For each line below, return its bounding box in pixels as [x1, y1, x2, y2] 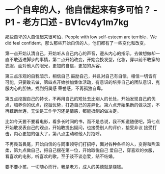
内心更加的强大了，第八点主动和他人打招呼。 [13, 130, 104, 136]
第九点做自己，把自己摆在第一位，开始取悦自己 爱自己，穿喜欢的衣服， [13, 147, 157, 153]
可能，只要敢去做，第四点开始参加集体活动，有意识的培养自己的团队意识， [5, 79, 156, 85]
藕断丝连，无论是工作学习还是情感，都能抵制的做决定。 [9, 108, 121, 114]
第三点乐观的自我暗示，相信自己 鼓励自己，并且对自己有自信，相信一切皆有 [5, 73, 157, 79]
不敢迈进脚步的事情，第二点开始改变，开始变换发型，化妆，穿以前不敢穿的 [9, 56, 160, 62]
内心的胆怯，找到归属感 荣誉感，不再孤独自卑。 [9, 85, 106, 91]
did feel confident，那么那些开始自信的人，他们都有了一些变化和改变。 [5, 40, 148, 46]
